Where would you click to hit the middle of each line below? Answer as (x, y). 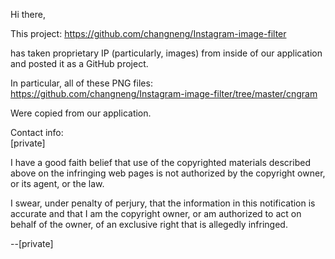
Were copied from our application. (81, 113)
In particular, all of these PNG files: (81, 83)
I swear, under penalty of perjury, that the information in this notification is (163, 203)
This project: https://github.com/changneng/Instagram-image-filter (148, 33)
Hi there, (28, 14)
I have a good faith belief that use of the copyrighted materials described (160, 162)
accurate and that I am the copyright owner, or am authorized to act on (156, 213)
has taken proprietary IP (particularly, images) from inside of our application (166, 53)
